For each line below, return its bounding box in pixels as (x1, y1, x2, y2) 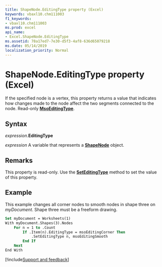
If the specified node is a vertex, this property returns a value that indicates (5, 95, 157, 101)
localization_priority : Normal (5, 48, 69, 53)
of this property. (5, 174, 38, 180)
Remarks (5, 156, 33, 165)
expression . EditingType (5, 133, 53, 139)
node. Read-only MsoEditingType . (5, 106, 75, 112)
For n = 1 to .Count (14, 225, 56, 230)
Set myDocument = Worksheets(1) (5, 216, 71, 221)
